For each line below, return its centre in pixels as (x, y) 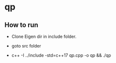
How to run (22, 25)
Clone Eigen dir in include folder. (44, 36)
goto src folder (26, 46)
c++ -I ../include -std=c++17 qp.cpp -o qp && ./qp (61, 55)
